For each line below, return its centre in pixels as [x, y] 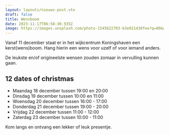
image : [12, 28]
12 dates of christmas [39, 79]
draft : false [19, 14]
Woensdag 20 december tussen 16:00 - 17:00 [60, 101]
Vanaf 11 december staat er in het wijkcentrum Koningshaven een [73, 42]
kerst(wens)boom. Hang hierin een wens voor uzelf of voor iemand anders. [83, 48]
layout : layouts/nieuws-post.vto [40, 10]
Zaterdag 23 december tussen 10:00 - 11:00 [58, 117]
